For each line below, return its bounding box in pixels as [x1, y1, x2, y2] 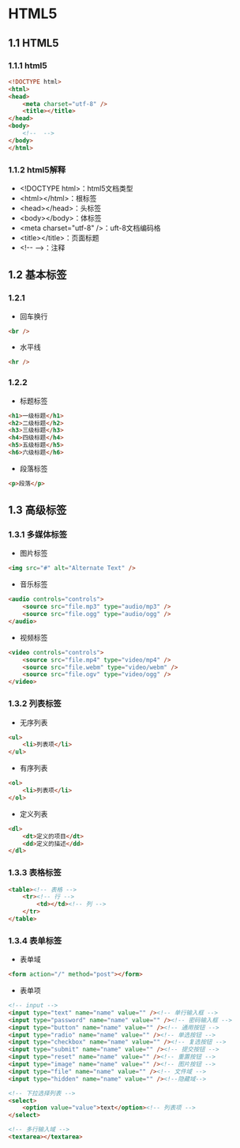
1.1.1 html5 [8, 60, 47, 71]
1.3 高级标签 [8, 504, 67, 517]
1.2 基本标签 [8, 268, 67, 281]
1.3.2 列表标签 [8, 698, 62, 709]
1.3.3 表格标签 [8, 867, 62, 878]
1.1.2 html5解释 [8, 164, 66, 175]
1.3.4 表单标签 [8, 935, 62, 946]
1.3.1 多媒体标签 [8, 529, 68, 540]
